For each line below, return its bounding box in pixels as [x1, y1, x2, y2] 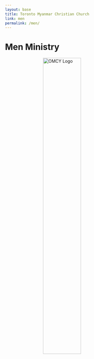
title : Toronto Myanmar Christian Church [5, 12, 90, 17]
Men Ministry [5, 42, 60, 52]
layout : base [5, 7, 31, 12]
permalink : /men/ [5, 20, 40, 26]
